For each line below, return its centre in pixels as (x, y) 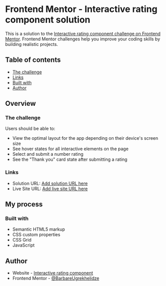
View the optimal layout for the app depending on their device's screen (85, 138)
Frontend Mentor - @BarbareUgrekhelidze (56, 279)
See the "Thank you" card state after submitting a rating (70, 159)
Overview (21, 104)
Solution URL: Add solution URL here (50, 183)
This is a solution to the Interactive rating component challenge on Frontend (83, 33)
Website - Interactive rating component (53, 273)
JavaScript (23, 245)
